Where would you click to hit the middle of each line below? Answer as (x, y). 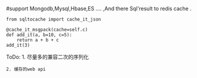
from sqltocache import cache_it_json (54, 19)
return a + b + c (38, 40)
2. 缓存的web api (26, 69)
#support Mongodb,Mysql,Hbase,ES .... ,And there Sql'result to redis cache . (99, 9)
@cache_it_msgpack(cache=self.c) (47, 30)
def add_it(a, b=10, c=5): (39, 35)
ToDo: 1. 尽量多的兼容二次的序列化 (48, 57)
